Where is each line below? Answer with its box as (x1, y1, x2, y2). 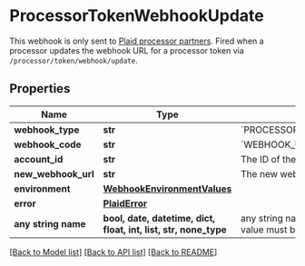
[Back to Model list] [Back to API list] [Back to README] (9, 246, 218, 257)
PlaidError (103, 197, 148, 210)
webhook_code (14, 138, 82, 151)
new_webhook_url (14, 167, 95, 180)
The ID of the (240, 153, 297, 165)
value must (240, 223, 288, 236)
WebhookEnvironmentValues (103, 182, 232, 195)
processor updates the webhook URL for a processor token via (9, 44, 245, 55)
